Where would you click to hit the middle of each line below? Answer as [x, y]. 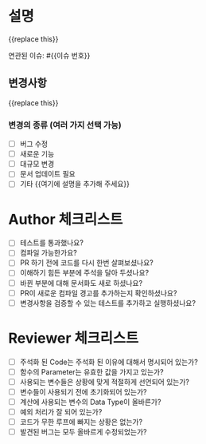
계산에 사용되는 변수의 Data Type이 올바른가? [90, 402]
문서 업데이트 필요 [47, 174]
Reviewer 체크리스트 [74, 338]
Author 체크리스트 [66, 219]
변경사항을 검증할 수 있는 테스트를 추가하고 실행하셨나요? [108, 303]
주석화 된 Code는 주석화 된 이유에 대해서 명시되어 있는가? [109, 362]
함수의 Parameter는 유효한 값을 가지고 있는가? [92, 371]
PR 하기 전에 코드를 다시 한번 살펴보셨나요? [86, 263]
